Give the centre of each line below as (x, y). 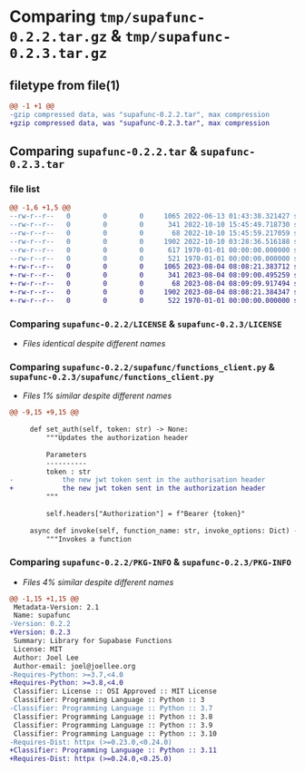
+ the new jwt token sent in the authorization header (138, 489)
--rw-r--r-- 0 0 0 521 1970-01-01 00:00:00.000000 (150, 259)
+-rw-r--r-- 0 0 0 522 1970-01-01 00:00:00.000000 (150, 300)
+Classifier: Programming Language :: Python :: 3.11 (113, 750)
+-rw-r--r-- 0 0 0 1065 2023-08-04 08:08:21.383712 (150, 267)
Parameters (67, 454)
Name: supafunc (42, 616)
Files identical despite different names (94, 344)
